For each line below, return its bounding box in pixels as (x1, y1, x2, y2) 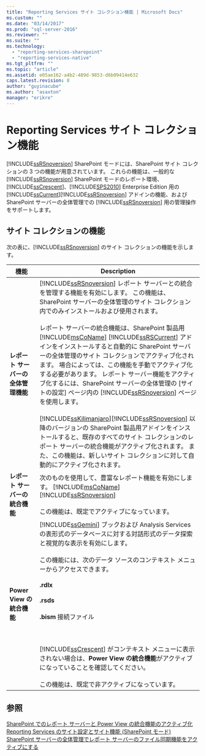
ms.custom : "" (6, 15, 43, 21)
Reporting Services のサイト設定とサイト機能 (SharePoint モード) (6, 728, 172, 735)
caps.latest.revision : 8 (6, 77, 70, 84)
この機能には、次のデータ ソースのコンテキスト (39, 556, 176, 564)
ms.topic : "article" (6, 66, 59, 73)
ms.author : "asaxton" (6, 89, 62, 95)
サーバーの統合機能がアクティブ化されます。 (59, 442, 188, 451)
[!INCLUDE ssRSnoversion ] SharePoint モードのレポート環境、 (6, 175, 162, 183)
